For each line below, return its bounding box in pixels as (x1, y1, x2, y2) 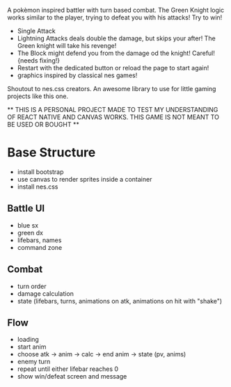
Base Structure (7, 145, 96, 161)
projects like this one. (7, 92, 69, 100)
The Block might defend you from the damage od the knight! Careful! (17, 49, 216, 57)
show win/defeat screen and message (17, 372, 127, 381)
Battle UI (7, 203, 45, 214)
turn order (17, 282, 47, 290)
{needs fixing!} (17, 56, 61, 65)
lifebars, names (17, 236, 62, 244)
